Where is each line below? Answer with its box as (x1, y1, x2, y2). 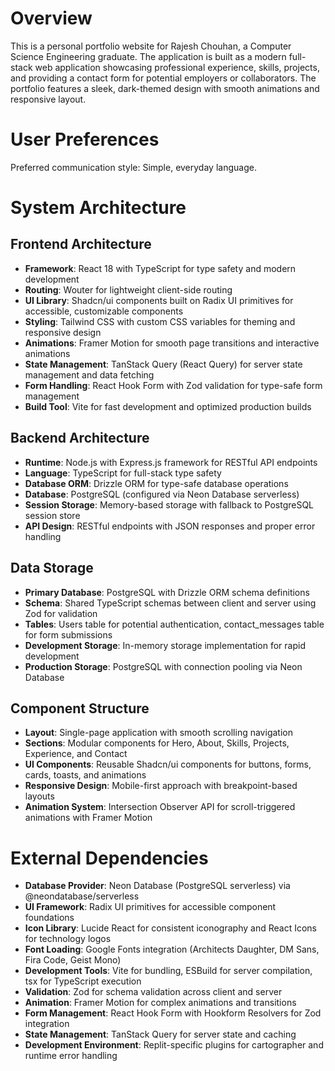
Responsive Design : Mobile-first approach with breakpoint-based (24, 780, 298, 792)
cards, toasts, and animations (24, 769, 147, 781)
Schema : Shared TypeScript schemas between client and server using (24, 597, 317, 609)
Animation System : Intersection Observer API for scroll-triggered (24, 801, 296, 813)
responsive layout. (10, 93, 87, 105)
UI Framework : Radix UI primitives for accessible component (24, 901, 277, 913)
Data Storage (10, 560, 94, 577)
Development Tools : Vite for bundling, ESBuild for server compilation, (24, 965, 313, 977)
